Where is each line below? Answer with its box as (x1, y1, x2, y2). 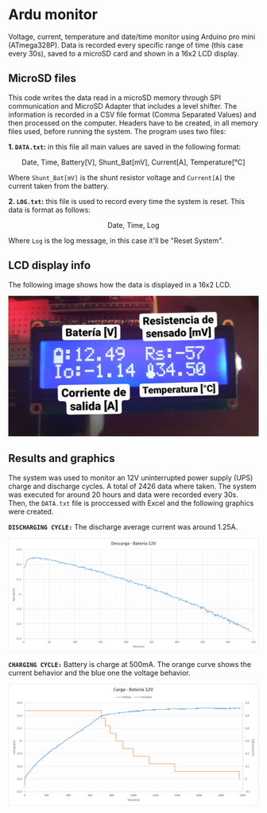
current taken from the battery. (8, 181, 110, 191)
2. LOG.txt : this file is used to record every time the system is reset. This (8, 196, 245, 206)
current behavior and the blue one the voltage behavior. (8, 668, 191, 677)
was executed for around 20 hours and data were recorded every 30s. (8, 490, 238, 499)
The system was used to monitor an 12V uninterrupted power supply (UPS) (8, 472, 253, 482)
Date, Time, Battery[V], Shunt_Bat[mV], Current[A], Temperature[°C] (21, 157, 246, 167)
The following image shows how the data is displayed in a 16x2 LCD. (8, 279, 232, 289)
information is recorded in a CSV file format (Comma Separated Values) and (8, 110, 257, 119)
